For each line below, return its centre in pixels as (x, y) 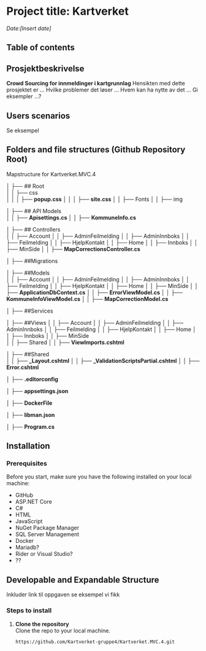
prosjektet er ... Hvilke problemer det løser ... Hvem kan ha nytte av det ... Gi (102, 90)
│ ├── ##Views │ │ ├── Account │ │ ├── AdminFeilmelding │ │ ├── (95, 322)
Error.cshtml (23, 367)
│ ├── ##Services (30, 311)
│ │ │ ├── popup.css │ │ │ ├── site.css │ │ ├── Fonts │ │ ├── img (94, 199)
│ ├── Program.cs (31, 427)
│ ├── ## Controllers (33, 229)
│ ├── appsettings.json (37, 391)
